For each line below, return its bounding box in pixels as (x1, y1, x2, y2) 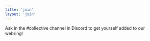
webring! (5, 30, 23, 36)
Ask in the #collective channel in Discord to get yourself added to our (5, 25, 145, 31)
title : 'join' (5, 7, 34, 12)
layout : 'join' (5, 12, 36, 17)
